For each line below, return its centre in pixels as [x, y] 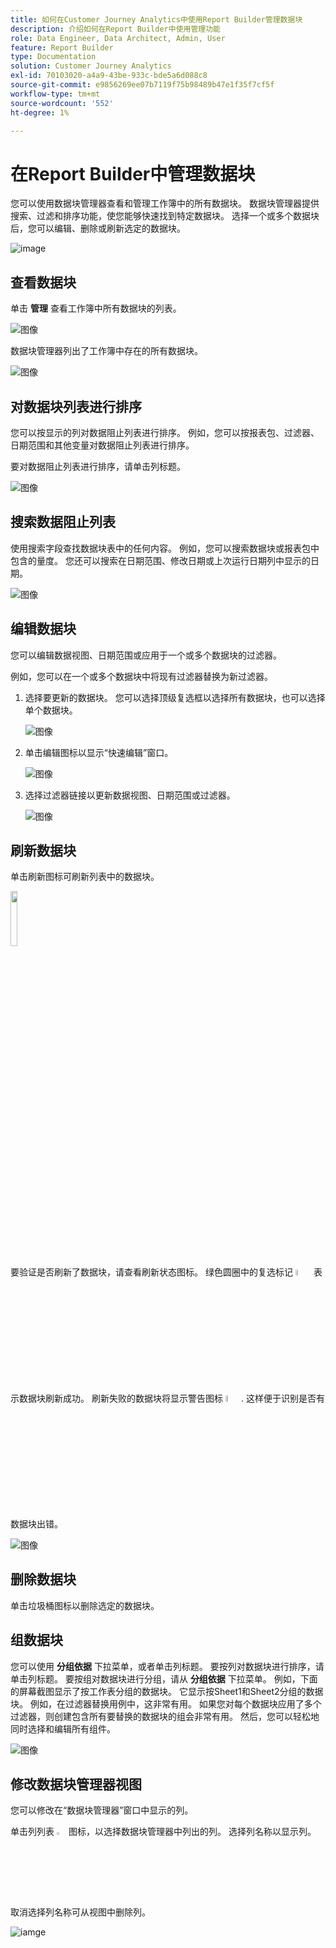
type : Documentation [53, 57]
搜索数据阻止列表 [63, 522]
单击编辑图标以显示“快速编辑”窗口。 [99, 752]
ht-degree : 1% [40, 112]
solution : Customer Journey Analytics [91, 66]
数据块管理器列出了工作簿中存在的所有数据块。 [106, 351]
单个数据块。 [51, 710]
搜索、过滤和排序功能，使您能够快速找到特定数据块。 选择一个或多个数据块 [165, 216]
